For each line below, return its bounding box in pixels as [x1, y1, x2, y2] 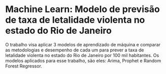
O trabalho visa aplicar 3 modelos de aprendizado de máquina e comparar [5, 41, 161, 47]
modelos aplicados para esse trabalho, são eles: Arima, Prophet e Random [5, 57, 161, 63]
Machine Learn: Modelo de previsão [5, 4, 160, 15]
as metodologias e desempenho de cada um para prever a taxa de [5, 47, 144, 53]
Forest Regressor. [5, 63, 42, 69]
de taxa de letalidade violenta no [5, 14, 145, 26]
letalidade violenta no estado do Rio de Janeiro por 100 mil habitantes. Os [5, 52, 159, 58]
